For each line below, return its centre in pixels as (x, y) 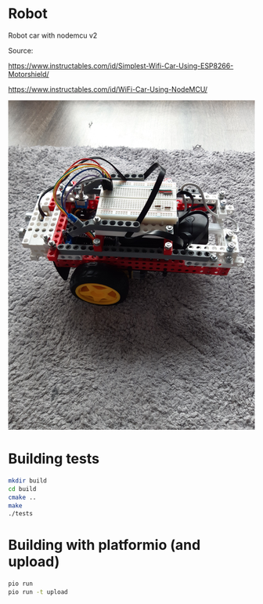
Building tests (54, 459)
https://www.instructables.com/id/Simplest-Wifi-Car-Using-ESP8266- (121, 65)
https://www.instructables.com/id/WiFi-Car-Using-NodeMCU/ (108, 89)
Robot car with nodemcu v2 (53, 35)
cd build (22, 489)
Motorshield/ (29, 74)
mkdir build (27, 480)
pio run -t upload (38, 592)
